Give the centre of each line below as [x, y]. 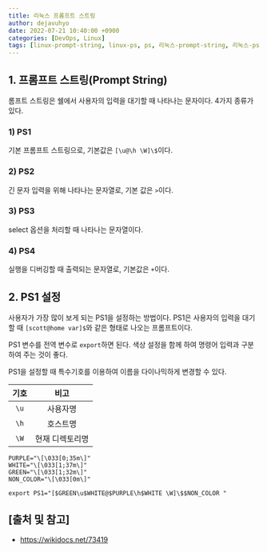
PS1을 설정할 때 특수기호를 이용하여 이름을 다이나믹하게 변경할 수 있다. [118, 371]
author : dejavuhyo [39, 23]
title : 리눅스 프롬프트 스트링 [52, 16]
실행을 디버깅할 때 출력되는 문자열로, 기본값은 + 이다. [89, 270]
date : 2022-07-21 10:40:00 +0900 [64, 30]
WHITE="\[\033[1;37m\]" [48, 465]
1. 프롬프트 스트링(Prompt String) [88, 80]
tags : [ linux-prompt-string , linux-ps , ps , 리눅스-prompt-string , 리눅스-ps [134, 46]
